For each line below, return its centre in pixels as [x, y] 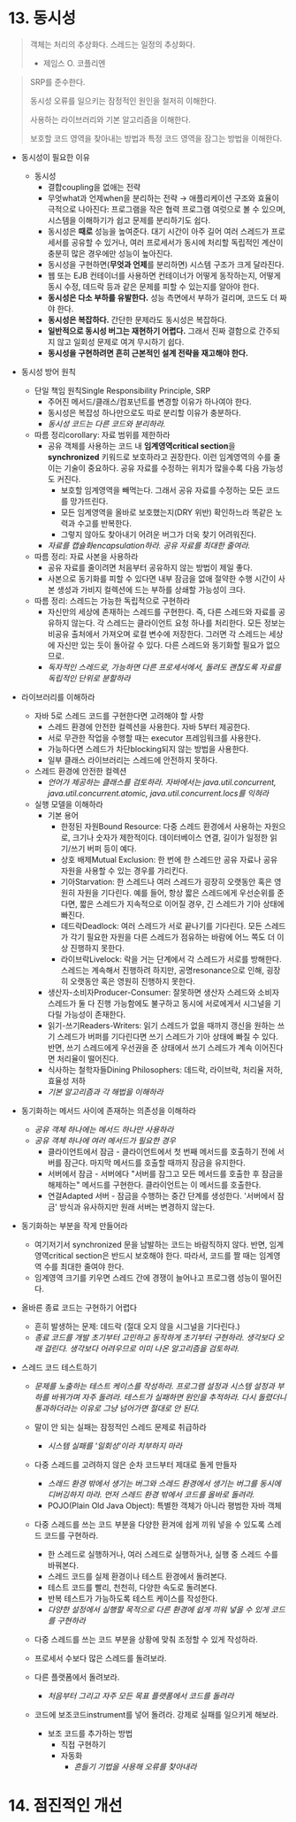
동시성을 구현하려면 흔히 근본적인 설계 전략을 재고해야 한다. [148, 353]
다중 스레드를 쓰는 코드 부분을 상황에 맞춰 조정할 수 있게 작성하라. [146, 1639]
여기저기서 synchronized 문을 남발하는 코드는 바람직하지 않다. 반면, [151, 1244]
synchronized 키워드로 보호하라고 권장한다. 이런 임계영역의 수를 [159, 457]
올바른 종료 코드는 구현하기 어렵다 [79, 1307]
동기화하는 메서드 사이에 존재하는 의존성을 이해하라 [108, 1111]
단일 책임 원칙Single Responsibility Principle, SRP [122, 390]
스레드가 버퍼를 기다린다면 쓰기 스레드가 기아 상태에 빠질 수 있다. [168, 1036]
